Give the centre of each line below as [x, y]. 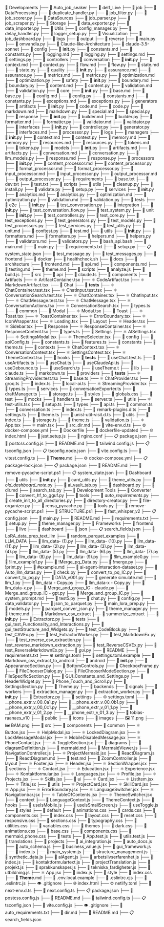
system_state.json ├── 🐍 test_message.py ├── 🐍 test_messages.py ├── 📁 [81, 254]
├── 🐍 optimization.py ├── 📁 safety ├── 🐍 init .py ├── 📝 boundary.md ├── [82, 80]
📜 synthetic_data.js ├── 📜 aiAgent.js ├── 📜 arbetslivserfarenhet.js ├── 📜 [79, 857]
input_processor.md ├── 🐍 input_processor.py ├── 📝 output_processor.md [81, 174]
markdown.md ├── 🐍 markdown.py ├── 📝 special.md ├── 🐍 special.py [78, 111]
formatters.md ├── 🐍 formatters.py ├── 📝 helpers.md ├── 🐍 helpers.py [78, 236]
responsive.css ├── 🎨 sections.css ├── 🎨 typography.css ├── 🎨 [71, 820]
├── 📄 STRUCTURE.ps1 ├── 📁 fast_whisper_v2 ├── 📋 [101, 511]
